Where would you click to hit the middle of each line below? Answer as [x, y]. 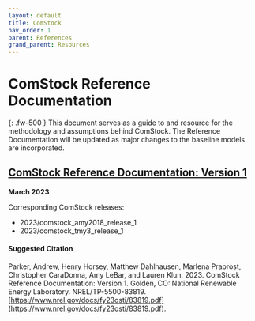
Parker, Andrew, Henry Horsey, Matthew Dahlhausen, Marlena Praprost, [125, 266]
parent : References [40, 38]
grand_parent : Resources [49, 45]
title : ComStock [35, 23]
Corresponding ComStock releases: [66, 207]
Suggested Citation [41, 249]
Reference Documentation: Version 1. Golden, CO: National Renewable [122, 283]
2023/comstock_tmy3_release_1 [71, 231]
